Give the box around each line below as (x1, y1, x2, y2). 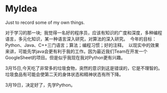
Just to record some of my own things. (5, 19, 85, 25)
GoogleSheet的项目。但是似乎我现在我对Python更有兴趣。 (5, 54, 126, 60)
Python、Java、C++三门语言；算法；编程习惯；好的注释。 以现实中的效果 (5, 42, 159, 48)
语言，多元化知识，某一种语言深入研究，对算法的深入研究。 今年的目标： (5, 36, 156, 42)
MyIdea (5, 3, 37, 14)
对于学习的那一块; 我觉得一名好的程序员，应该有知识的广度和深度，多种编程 (5, 29, 162, 35)
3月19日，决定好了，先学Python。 (5, 82, 75, 88)
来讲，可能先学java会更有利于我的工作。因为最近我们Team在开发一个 (5, 48, 148, 54)
